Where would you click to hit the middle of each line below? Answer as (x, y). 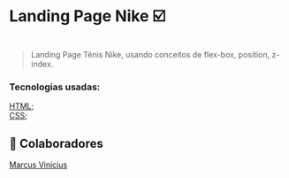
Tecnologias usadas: (55, 87)
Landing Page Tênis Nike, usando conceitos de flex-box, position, (150, 54)
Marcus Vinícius (38, 165)
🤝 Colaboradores (57, 143)
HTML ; (22, 106)
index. (42, 64)
